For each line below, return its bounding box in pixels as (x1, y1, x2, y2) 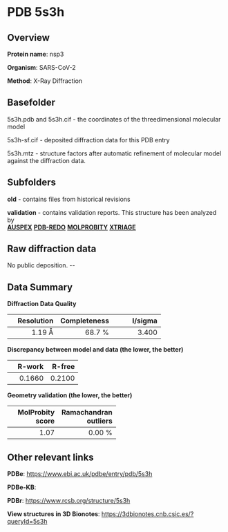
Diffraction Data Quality (7, 300, 77, 308)
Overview (7, 32, 50, 44)
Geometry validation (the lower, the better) (7, 391, 133, 399)
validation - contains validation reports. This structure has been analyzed (7, 208, 217, 216)
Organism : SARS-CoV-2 (7, 64, 76, 71)
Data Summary (7, 281, 73, 293)
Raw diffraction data (7, 243, 97, 255)
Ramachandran (61, 408, 113, 417)
